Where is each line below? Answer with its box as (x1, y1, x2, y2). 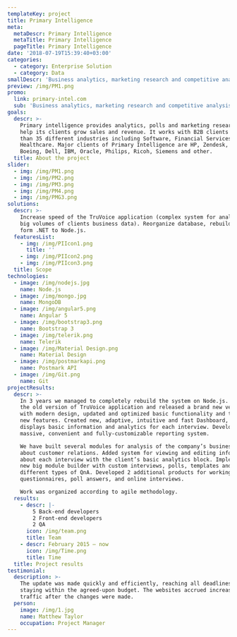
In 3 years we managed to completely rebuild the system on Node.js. (20, 397, 229, 404)
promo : (7, 89, 27, 96)
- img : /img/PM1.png (13, 167, 74, 175)
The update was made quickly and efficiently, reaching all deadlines (20, 580, 232, 588)
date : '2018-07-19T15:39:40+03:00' (7, 50, 112, 57)
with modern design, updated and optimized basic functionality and (20, 411, 226, 418)
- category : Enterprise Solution (13, 63, 112, 70)
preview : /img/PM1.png (7, 83, 74, 90)
